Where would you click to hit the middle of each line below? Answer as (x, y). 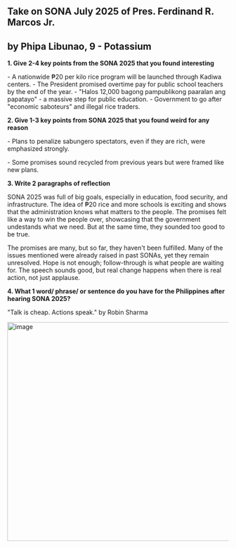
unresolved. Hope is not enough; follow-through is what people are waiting (116, 263)
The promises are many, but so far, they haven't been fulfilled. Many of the (115, 248)
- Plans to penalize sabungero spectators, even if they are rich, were (106, 141)
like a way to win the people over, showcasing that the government (104, 220)
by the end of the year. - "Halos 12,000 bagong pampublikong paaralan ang (117, 92)
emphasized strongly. (39, 149)
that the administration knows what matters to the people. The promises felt (117, 212)
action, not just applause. (44, 278)
